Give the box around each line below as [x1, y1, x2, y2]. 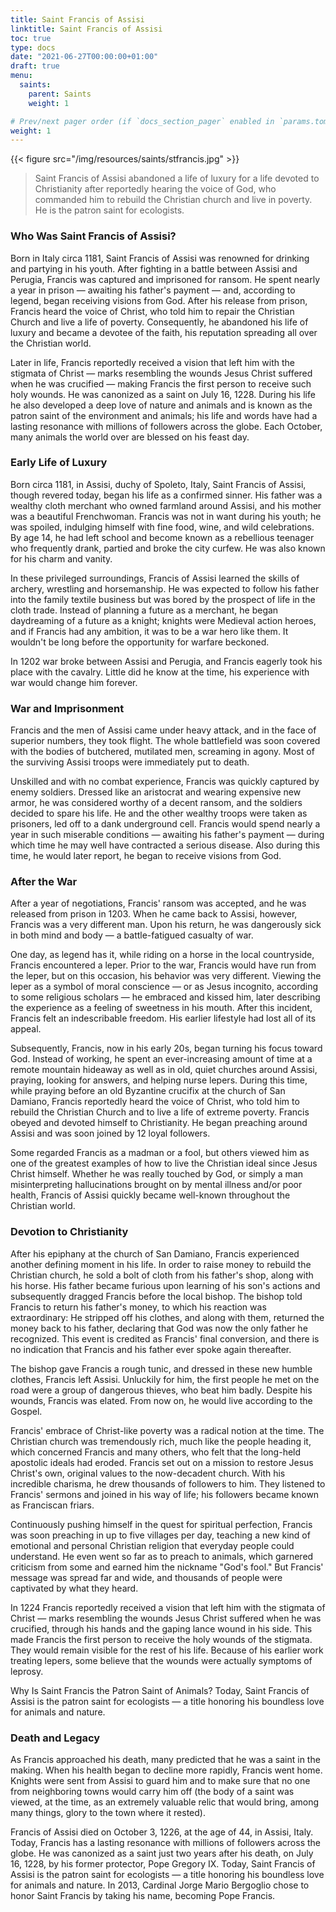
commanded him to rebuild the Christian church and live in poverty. [34, 194, 313, 206]
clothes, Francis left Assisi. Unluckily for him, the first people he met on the [10, 1373, 320, 1385]
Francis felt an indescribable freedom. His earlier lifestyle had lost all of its [10, 1012, 317, 1025]
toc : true [10, 33, 52, 43]
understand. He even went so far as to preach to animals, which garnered [10, 1550, 314, 1562]
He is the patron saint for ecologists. [34, 204, 185, 216]
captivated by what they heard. [10, 1582, 139, 1594]
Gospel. [10, 1405, 43, 1417]
